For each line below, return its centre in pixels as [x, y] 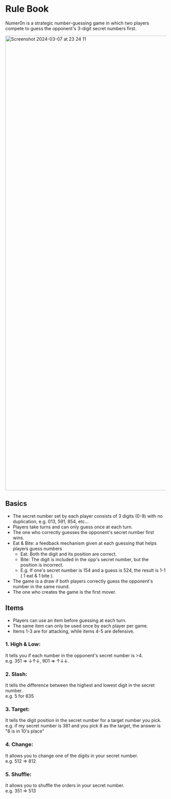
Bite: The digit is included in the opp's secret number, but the [84, 559]
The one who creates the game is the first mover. [64, 592]
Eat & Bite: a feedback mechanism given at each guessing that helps [84, 543]
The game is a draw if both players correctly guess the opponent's [83, 581]
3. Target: [18, 709]
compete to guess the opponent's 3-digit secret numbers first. [71, 28]
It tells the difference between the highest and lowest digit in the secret [80, 685]
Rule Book [27, 9]
